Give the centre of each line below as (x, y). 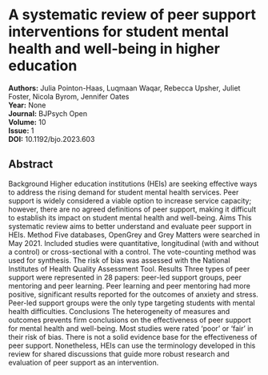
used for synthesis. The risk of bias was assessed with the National (119, 260)
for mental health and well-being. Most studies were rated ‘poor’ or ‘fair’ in (131, 328)
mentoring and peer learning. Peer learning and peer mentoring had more (129, 285)
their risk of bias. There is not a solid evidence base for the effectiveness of (133, 337)
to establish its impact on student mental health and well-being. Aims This (130, 217)
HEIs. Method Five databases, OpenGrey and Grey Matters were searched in (134, 235)
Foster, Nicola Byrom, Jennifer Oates (69, 96)
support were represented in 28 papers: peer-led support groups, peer (125, 277)
